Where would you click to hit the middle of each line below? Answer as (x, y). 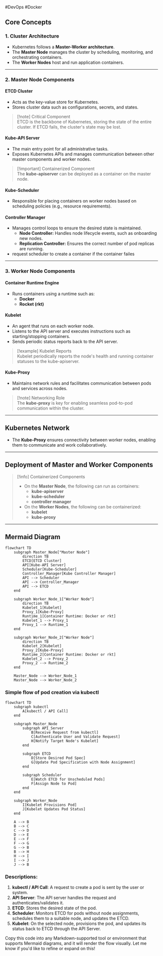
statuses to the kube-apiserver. (48, 361)
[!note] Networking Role (41, 398)
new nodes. (31, 239)
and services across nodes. (40, 388)
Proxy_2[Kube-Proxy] (43, 650)
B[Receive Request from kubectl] (65, 732)
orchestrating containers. (37, 57)
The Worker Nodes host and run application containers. (68, 62)
